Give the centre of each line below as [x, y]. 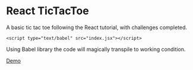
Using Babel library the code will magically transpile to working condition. [96, 49]
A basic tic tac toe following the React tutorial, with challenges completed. [97, 27]
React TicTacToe [48, 11]
